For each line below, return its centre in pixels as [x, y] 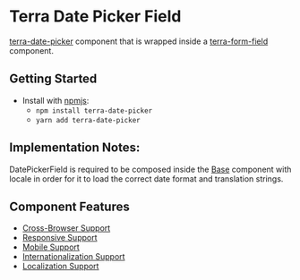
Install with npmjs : [56, 100]
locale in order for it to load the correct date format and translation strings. [146, 178]
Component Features [69, 206]
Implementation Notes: [75, 148]
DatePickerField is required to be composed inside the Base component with [150, 169]
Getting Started [53, 79]
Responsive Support [60, 238]
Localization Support [60, 267]
